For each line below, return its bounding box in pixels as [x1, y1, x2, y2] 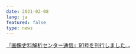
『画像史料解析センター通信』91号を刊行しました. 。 [6, 42, 134, 49]
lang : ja [6, 14, 28, 20]
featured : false [6, 19, 46, 25]
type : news [6, 25, 33, 31]
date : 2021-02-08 [6, 8, 49, 15]
